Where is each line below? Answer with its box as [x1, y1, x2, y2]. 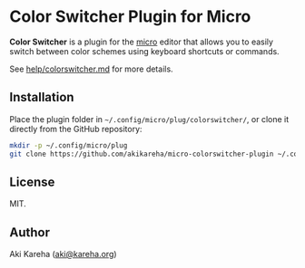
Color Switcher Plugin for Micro [9, 6, 251, 27]
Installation [9, 90, 74, 105]
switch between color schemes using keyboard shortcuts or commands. [9, 45, 280, 56]
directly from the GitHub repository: [9, 123, 143, 134]
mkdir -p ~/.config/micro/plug [9, 140, 128, 150]
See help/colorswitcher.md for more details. [9, 63, 174, 74]
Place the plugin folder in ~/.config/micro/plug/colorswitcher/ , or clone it [9, 113, 290, 124]
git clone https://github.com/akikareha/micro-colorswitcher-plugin [9, 149, 274, 158]
